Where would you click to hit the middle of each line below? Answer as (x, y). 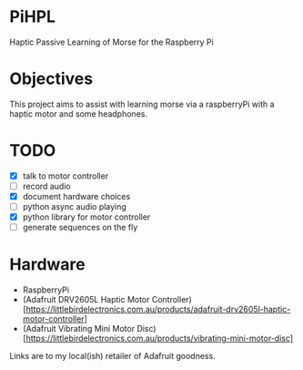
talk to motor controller (66, 176)
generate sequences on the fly (80, 227)
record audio (46, 186)
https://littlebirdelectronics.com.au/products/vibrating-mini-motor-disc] (160, 338)
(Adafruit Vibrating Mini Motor (78, 329)
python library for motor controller (86, 217)
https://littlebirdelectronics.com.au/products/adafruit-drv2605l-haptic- (158, 309)
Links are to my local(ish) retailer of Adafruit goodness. (112, 356)
